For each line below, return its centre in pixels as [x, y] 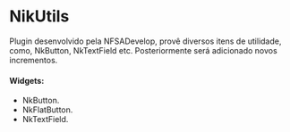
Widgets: [27, 80]
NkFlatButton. [47, 110]
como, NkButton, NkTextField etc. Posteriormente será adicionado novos [143, 50]
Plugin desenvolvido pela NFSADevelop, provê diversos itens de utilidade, [145, 41]
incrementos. [34, 60]
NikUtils [39, 16]
